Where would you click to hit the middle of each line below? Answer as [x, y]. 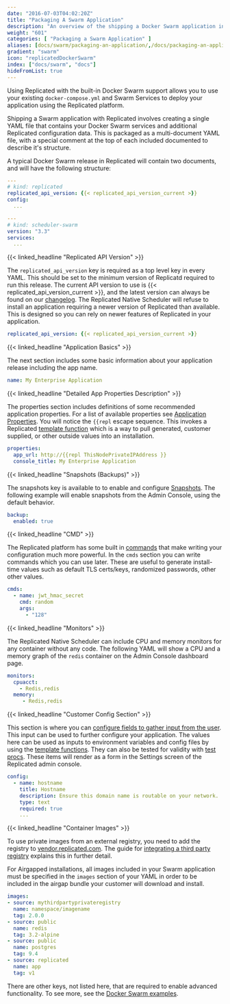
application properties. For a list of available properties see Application [107, 414]
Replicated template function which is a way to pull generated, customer [109, 429]
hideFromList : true [35, 71]
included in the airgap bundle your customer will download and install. [106, 884]
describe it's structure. [39, 148]
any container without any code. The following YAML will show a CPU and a [114, 649]
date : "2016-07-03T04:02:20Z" [50, 13]
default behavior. [31, 502]
